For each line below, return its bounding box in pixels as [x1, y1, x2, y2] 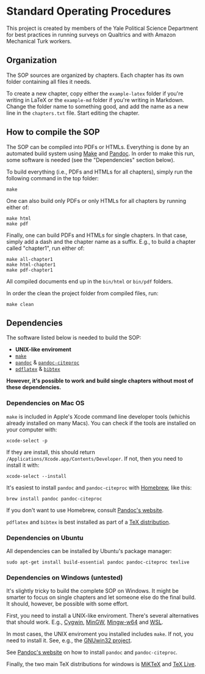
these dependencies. [6, 384, 62, 391]
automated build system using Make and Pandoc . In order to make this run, [6, 150, 195, 157]
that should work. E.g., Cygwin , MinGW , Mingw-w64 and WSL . [6, 618, 164, 626]
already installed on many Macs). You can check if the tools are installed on [6, 419, 196, 427]
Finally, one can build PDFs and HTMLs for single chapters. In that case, [6, 231, 187, 239]
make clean [6, 301, 34, 307]
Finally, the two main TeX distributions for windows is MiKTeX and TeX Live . [6, 661, 196, 668]
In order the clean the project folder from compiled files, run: [6, 289, 159, 297]
